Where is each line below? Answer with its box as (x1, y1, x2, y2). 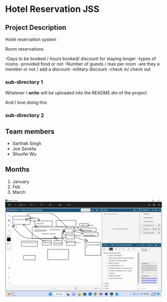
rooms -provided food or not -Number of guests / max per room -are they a (5, 61, 160, 67)
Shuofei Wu (12, 151, 37, 157)
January (12, 178, 30, 184)
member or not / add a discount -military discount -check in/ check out (5, 66, 151, 72)
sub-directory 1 (5, 78, 43, 85)
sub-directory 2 (5, 112, 44, 119)
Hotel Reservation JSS (5, 3, 99, 15)
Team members (5, 127, 55, 136)
